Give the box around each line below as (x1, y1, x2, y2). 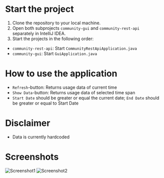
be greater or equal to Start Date (12, 100, 79, 106)
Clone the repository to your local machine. (12, 20, 101, 26)
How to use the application (5, 68, 117, 79)
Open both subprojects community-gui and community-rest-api (12, 25, 140, 31)
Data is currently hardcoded (12, 134, 70, 140)
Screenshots (5, 151, 59, 162)
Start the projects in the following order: (12, 36, 94, 42)
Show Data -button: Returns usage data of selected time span (12, 89, 135, 95)
